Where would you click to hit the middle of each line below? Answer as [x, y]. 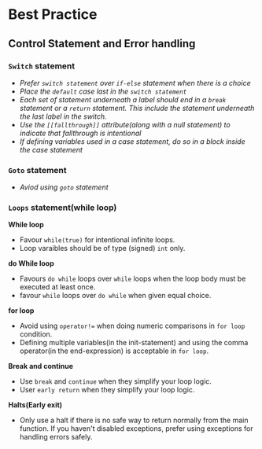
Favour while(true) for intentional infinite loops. [97, 240]
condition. [36, 334]
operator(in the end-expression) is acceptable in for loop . [114, 351]
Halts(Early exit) [35, 405]
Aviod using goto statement [64, 187]
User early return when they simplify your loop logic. [107, 390]
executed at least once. [57, 287]
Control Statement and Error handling [102, 44]
